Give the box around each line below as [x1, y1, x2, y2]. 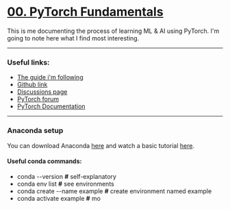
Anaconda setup [7, 126, 64, 136]
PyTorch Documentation [16, 102, 86, 110]
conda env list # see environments [16, 180, 114, 188]
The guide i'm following [16, 73, 84, 82]
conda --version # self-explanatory [16, 172, 116, 180]
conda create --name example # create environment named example [16, 186, 212, 195]
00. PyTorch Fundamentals [7, 4, 164, 20]
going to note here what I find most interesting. [7, 34, 140, 42]
